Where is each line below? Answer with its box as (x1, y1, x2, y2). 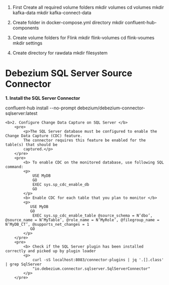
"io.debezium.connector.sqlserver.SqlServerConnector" (32, 266, 151, 271)
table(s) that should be (5, 142, 58, 147)
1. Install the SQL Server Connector (5, 95, 80, 101)
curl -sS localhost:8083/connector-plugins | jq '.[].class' (32, 257, 164, 262)
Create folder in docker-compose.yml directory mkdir (12, 20, 124, 25)
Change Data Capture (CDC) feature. (5, 133, 82, 138)
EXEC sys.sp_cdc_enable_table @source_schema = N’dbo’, (32, 213, 153, 218)
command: (5, 164, 24, 169)
